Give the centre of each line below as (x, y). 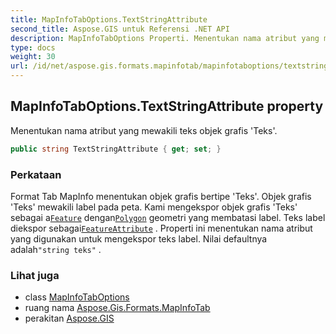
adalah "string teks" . (56, 249)
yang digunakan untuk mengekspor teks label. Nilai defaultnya (139, 238)
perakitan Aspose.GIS (69, 318)
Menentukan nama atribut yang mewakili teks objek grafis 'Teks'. (144, 130)
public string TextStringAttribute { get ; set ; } (116, 149)
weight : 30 (33, 57)
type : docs (33, 47)
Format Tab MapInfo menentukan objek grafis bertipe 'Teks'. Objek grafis (161, 196)
